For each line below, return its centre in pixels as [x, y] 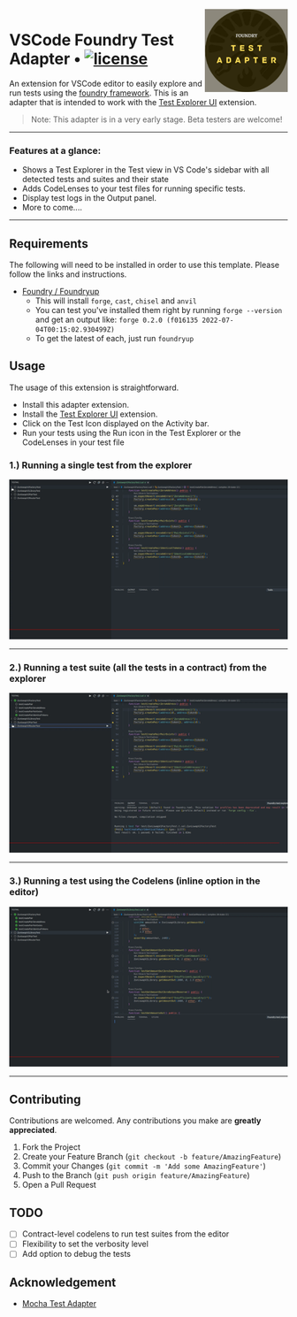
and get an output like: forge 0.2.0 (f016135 [117, 320]
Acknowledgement [63, 1282]
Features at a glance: [55, 150]
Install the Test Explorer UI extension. [90, 414]
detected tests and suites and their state [95, 180]
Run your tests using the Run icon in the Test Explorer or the [131, 433]
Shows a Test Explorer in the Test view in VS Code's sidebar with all [145, 170]
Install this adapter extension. [76, 404]
